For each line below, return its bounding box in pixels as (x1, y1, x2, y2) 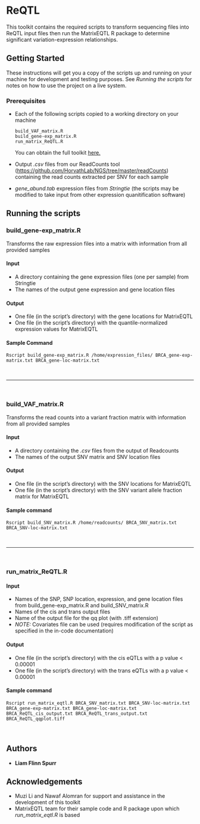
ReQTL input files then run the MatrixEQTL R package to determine (6, 29, 170, 36)
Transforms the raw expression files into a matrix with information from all (6, 240, 187, 247)
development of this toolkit (14, 799, 80, 806)
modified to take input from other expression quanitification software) (14, 192, 186, 199)
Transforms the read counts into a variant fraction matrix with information (6, 413, 186, 421)
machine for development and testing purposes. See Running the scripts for (6, 75, 192, 82)
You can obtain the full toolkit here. (14, 149, 101, 156)
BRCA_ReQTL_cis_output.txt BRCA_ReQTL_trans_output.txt (6, 711, 148, 717)
